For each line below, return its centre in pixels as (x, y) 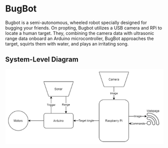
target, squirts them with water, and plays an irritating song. (67, 43)
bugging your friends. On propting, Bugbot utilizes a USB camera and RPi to (84, 27)
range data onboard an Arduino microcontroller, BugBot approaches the (80, 38)
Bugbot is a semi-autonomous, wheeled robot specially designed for (76, 22)
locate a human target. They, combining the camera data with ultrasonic (80, 33)
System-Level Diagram (42, 60)
